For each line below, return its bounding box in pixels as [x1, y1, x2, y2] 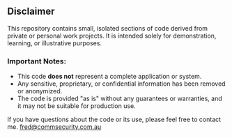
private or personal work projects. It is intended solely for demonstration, [7, 31, 217, 40]
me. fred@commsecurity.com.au [7, 123, 102, 131]
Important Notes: [7, 56, 67, 66]
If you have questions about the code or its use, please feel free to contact [7, 115, 222, 124]
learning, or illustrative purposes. [7, 38, 102, 47]
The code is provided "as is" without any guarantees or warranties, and [17, 94, 223, 103]
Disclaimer [7, 6, 55, 17]
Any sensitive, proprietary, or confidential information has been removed [17, 79, 226, 88]
